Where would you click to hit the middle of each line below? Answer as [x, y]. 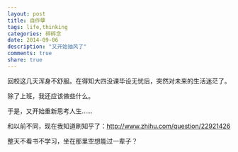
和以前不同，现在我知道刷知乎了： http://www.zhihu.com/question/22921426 [119, 126]
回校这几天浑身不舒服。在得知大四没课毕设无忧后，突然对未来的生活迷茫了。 [119, 81]
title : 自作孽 [27, 21]
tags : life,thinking [38, 27]
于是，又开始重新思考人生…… [50, 111]
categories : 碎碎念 [34, 34]
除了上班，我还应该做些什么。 [51, 95]
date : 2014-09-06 [33, 40]
